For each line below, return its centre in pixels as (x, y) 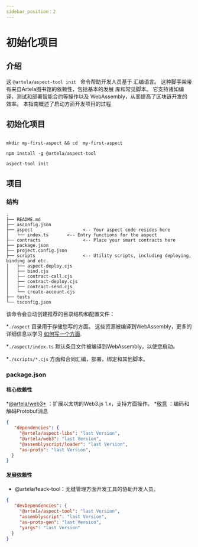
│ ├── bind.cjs (27, 271)
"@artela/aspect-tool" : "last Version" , (69, 512)
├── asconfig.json (29, 225)
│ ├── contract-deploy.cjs (42, 282)
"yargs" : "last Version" (50, 528)
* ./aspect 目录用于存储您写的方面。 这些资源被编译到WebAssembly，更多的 (99, 327)
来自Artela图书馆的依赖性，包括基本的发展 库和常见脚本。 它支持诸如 (95, 89)
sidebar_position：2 (31, 12)
